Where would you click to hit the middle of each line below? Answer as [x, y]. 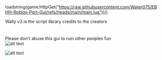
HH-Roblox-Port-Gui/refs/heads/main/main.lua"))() [56, 12]
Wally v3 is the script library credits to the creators [56, 22]
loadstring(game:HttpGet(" [32, 7]
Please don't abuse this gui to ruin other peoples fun [58, 39]
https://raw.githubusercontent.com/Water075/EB [108, 7]
